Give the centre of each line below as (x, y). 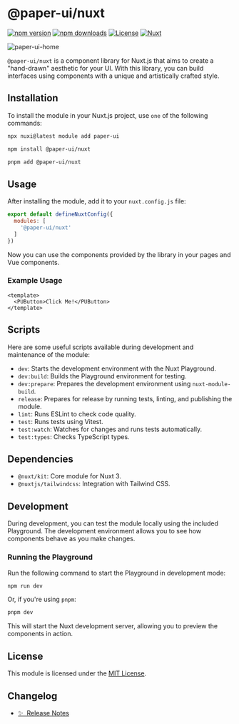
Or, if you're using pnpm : (42, 599)
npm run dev (25, 586)
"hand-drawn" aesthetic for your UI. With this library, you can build (106, 68)
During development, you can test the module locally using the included (113, 523)
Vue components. (34, 262)
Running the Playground (50, 557)
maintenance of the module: (49, 354)
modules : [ (30, 221)
